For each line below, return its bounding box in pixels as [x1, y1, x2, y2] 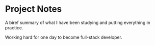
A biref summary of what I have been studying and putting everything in [5, 20, 151, 25]
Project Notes [5, 3, 62, 15]
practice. [5, 24, 23, 30]
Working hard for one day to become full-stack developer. [5, 34, 123, 40]
